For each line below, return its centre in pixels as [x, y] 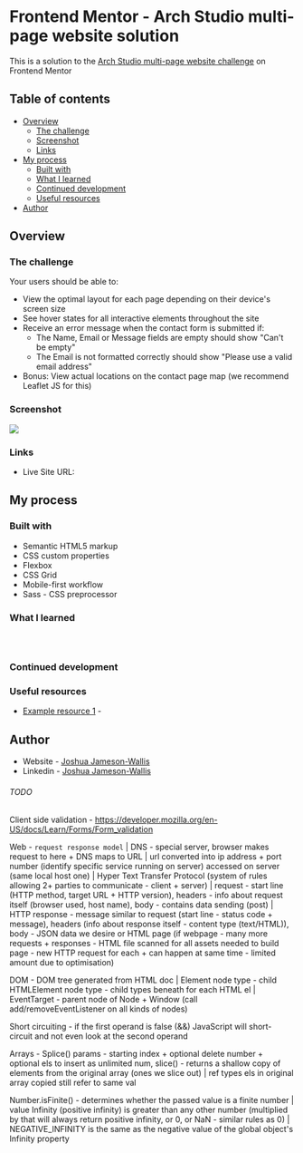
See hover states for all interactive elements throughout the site [141, 318]
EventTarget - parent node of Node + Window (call [104, 1000]
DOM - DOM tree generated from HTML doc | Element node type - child [143, 980]
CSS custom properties [66, 556]
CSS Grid [39, 575]
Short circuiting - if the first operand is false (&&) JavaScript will [128, 1027]
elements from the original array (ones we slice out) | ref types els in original [151, 1073]
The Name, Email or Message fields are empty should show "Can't [160, 338]
